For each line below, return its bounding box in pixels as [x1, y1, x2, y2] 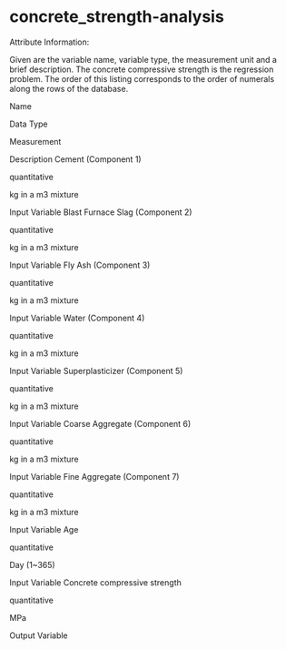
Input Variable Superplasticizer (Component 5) [9, 365, 183, 376]
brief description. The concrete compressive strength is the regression [9, 64, 274, 75]
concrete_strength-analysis [9, 6, 224, 27]
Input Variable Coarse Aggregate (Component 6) [9, 418, 192, 429]
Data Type [9, 118, 48, 129]
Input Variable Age [9, 523, 79, 534]
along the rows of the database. [9, 83, 129, 94]
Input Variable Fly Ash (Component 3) [9, 259, 151, 270]
